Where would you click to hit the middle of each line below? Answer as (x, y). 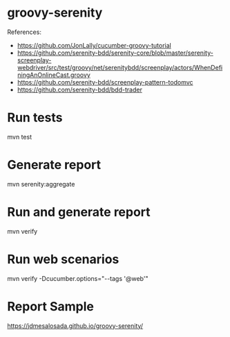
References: (24, 32)
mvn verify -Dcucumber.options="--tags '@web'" (78, 278)
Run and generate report (79, 212)
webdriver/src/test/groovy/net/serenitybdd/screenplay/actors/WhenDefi (120, 67)
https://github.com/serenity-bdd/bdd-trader (80, 89)
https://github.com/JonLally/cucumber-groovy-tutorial (94, 45)
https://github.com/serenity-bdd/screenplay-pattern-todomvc (105, 82)
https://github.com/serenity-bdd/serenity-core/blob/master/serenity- (115, 53)
